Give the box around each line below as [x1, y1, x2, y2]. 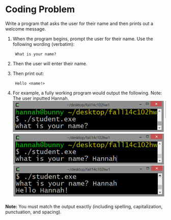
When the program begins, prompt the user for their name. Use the [12, 36, 154, 42]
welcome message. [5, 25, 46, 32]
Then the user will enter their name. [12, 60, 88, 67]
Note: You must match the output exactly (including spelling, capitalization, [5, 203, 163, 209]
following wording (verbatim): [12, 41, 75, 47]
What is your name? [15, 51, 56, 57]
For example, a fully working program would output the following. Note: [12, 90, 162, 96]
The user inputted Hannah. [12, 95, 69, 101]
